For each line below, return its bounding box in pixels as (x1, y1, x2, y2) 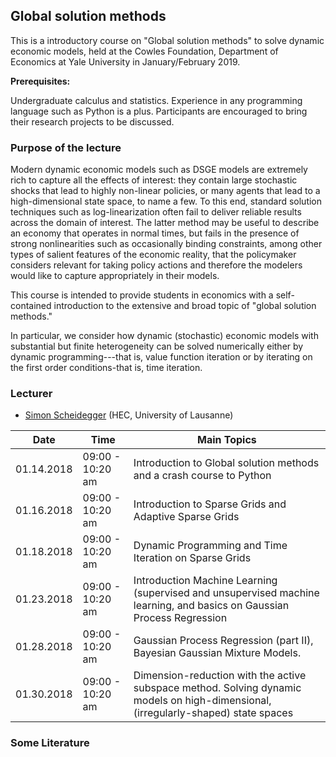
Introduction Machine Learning (133, 574, 278, 588)
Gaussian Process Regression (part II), (133, 634, 314, 648)
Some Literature (10, 736, 90, 750)
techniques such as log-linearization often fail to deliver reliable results (10, 206, 302, 218)
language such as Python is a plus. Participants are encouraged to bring (10, 105, 308, 117)
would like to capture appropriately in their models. (10, 270, 220, 282)
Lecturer (10, 387, 53, 401)
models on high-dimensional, (133, 694, 272, 708)
